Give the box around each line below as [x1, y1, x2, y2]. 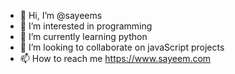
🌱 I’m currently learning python [19, 31, 148, 42]
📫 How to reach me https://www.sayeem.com [19, 53, 212, 64]
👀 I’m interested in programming [19, 20, 153, 32]
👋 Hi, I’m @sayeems [19, 10, 103, 21]
